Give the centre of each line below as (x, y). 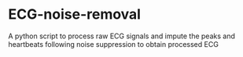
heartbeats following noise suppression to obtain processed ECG (113, 44)
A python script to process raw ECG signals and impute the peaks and (122, 36)
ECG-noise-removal (75, 14)
